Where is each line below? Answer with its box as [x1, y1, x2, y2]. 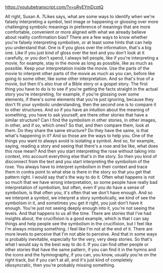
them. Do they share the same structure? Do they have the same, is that [5, 128, 149, 133]
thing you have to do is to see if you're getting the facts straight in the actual [5, 86, 158, 92]
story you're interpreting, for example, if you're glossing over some [5, 91, 140, 97]
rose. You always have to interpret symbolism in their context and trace [5, 164, 147, 170]
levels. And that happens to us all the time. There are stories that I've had [5, 211, 152, 216]
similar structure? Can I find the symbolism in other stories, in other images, [5, 117, 157, 123]
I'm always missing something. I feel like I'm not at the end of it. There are [5, 226, 153, 232]
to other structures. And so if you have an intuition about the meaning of [5, 107, 150, 113]
